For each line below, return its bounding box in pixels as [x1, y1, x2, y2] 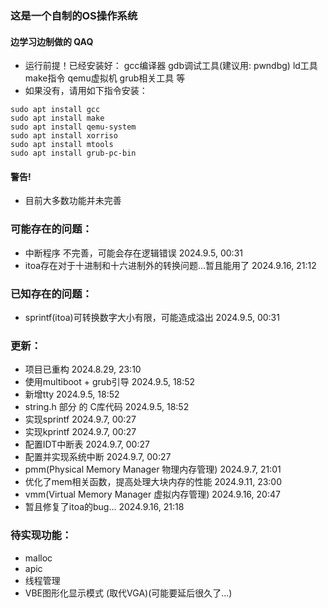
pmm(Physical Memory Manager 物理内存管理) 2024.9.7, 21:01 [24, 463, 282, 476]
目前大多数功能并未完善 [24, 195, 122, 207]
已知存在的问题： [10, 287, 93, 301]
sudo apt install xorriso [10, 131, 118, 141]
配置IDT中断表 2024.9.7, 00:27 [24, 438, 150, 451]
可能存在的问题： [10, 222, 93, 236]
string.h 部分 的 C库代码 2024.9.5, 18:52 [24, 401, 190, 413]
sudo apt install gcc [10, 105, 101, 115]
